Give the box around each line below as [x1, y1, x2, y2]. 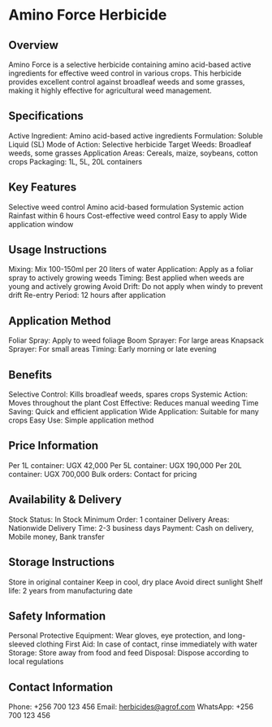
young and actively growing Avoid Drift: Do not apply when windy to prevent [8, 282, 264, 291]
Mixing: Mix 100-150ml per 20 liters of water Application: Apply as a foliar [8, 265, 253, 274]
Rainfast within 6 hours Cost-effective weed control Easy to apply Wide [8, 210, 248, 221]
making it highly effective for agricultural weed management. [8, 85, 213, 95]
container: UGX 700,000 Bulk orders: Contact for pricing [8, 469, 197, 479]
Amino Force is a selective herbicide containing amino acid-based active [8, 59, 252, 69]
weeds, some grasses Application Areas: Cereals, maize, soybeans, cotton [8, 148, 258, 158]
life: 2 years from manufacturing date [8, 585, 133, 595]
